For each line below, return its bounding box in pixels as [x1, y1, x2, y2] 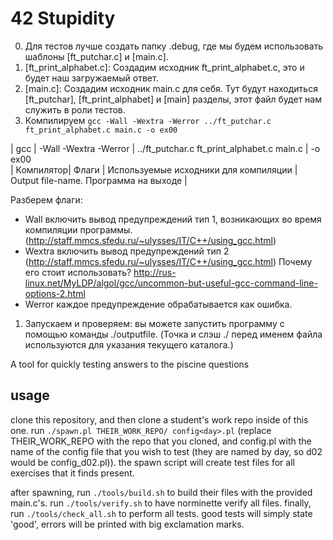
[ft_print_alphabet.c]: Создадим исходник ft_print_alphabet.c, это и [24, 61, 305, 73]
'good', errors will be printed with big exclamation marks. [10, 518, 245, 530]
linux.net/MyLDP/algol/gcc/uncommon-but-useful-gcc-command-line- [24, 277, 318, 289]
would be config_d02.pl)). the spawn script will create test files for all [10, 456, 295, 468]
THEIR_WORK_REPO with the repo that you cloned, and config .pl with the [10, 435, 312, 447]
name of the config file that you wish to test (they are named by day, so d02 [10, 445, 323, 457]
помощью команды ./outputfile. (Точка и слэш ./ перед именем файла [24, 328, 323, 340]
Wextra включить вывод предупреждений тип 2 [24, 245, 230, 257]
